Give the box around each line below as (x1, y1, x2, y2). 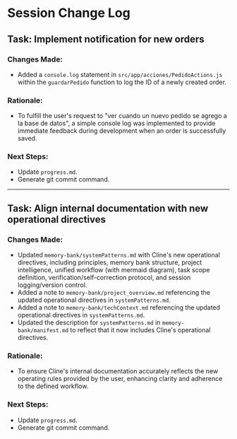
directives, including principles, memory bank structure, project (17, 258, 202, 267)
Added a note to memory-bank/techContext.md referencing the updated (17, 303, 221, 312)
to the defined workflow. (17, 382, 89, 390)
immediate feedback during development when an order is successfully (17, 127, 226, 135)
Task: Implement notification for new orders (7, 33, 205, 45)
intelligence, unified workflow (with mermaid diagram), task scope (17, 266, 210, 274)
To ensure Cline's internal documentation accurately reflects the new (17, 367, 219, 375)
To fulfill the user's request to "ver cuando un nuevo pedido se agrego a (17, 112, 227, 120)
